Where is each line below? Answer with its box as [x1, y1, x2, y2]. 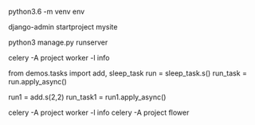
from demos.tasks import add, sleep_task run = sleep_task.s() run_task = [8, 68, 247, 78]
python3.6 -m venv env [8, 7, 85, 16]
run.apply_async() [8, 77, 68, 86]
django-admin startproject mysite [8, 22, 118, 31]
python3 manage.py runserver [8, 37, 108, 47]
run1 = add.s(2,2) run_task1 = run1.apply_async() [8, 92, 167, 102]
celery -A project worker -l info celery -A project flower [8, 107, 190, 117]
